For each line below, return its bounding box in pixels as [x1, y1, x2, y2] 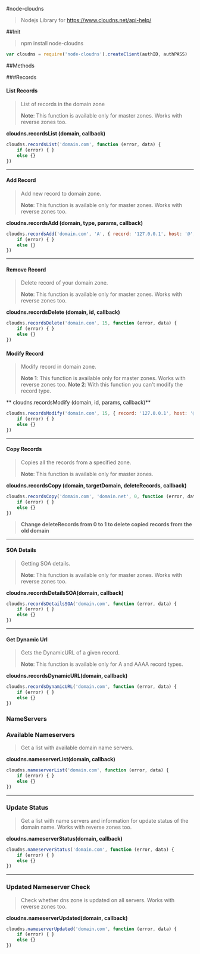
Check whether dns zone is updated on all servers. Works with [20, 896, 175, 903]
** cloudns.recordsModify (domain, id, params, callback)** [6, 399, 151, 406]
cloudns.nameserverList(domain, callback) [6, 756, 115, 763]
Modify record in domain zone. [20, 363, 96, 371]
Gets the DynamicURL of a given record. [20, 649, 120, 656]
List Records [6, 87, 38, 94]
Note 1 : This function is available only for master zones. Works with [20, 375, 186, 382]
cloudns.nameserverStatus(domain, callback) [6, 835, 123, 842]
